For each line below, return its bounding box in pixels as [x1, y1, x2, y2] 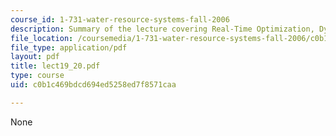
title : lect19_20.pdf [10, 61, 101, 71]
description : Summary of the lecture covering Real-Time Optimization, [10, 24, 315, 34]
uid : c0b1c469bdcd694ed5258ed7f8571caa [10, 80, 177, 90]
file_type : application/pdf [10, 42, 128, 53]
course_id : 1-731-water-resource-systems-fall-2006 [10, 14, 230, 25]
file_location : [10, 33, 74, 43]
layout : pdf [10, 52, 60, 62]
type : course [10, 71, 65, 81]
